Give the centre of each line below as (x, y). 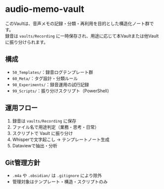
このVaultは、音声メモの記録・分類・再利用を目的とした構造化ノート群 (77, 23)
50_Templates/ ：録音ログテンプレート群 (53, 72)
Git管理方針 (23, 162)
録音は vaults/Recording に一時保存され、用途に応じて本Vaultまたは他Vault (82, 36)
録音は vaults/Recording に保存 (44, 121)
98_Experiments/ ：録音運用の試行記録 (51, 84)
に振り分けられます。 (27, 42)
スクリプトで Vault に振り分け (42, 133)
